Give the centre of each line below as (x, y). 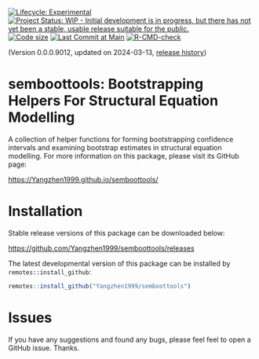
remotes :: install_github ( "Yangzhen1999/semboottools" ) (100, 286)
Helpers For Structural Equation (113, 101)
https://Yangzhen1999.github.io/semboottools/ (83, 179)
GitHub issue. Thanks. (44, 348)
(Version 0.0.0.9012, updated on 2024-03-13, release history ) (108, 52)
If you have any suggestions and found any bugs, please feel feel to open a (129, 339)
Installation (46, 211)
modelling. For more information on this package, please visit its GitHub (124, 156)
